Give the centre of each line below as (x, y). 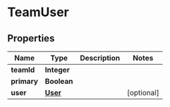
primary (25, 81)
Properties (31, 38)
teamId (23, 70)
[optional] (143, 93)
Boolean (59, 81)
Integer (57, 70)
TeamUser (38, 12)
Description (100, 58)
